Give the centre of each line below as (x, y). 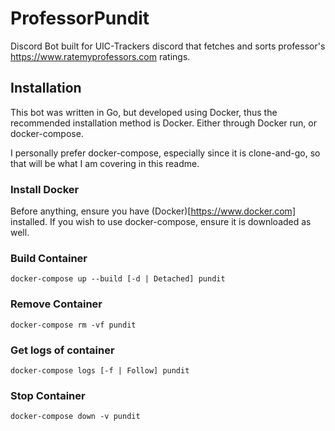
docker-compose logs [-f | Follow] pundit (100, 370)
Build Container (49, 258)
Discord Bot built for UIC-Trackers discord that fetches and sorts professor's (168, 46)
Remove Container (56, 304)
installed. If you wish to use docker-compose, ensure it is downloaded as (161, 222)
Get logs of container (62, 350)
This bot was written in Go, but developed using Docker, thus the (144, 112)
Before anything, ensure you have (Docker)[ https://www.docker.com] (153, 211)
